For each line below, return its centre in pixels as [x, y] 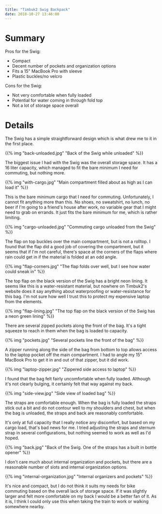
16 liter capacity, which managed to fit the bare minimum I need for [72, 168]
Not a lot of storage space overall [45, 105]
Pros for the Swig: [23, 51]
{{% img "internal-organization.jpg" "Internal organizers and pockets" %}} [79, 477]
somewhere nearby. [25, 507]
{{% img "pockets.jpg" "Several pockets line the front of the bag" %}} [74, 340]
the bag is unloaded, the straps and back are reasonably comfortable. [74, 413]
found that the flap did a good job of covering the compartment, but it [74, 247]
